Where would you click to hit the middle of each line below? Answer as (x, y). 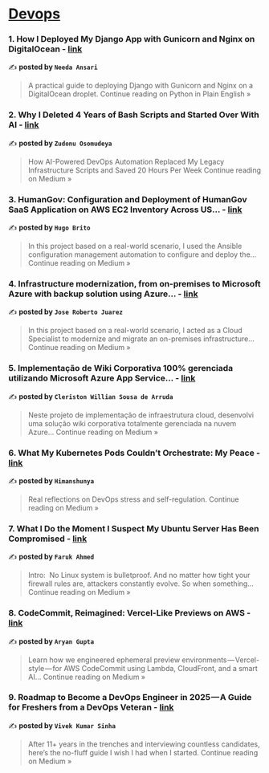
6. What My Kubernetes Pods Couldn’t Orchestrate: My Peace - (134, 453)
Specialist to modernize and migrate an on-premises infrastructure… (141, 339)
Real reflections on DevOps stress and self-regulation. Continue (133, 499)
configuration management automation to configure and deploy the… (142, 254)
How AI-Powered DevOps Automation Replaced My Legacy (126, 161)
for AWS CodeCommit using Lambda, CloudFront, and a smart (155, 668)
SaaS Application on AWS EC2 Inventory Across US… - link (125, 210)
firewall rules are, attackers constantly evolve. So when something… (141, 584)
